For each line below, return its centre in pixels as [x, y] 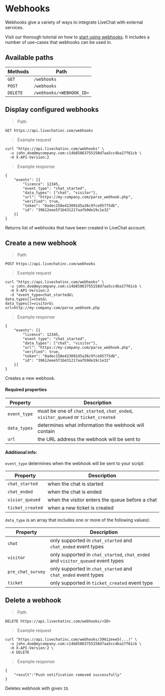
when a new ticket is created [81, 507]
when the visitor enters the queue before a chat [102, 500]
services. [14, 27]
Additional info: [21, 452]
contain [46, 431]
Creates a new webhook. [30, 378]
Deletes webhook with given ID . [37, 688]
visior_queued [24, 500]
